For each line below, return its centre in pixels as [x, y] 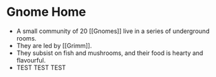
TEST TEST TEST [41, 67]
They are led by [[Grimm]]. [54, 45]
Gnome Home [46, 12]
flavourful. [31, 60]
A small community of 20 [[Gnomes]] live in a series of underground [113, 31]
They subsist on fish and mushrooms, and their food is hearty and [110, 53]
